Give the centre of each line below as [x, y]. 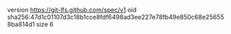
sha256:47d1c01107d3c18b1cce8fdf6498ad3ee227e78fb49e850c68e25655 [116, 17]
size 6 [45, 24]
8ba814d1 [21, 24]
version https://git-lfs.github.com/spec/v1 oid [72, 10]
